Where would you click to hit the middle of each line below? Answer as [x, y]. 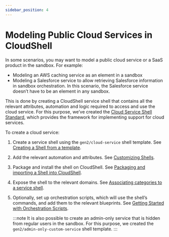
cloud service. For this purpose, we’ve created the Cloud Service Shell [79, 111]
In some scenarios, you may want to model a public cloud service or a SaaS [84, 60]
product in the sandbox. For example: [44, 65]
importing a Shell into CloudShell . [47, 172]
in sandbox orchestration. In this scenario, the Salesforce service [80, 86]
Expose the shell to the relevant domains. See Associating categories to [87, 182]
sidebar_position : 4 [27, 10]
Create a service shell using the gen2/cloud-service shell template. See [87, 142]
